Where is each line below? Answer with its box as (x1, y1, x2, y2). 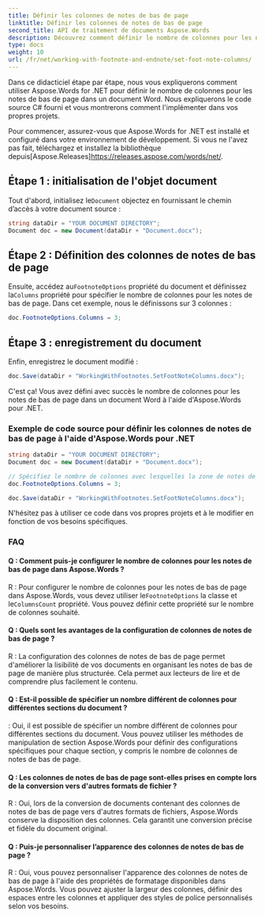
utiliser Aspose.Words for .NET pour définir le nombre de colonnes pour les (8, 85, 253, 95)
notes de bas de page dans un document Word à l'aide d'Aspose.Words (8, 395, 242, 404)
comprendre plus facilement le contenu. (8, 676, 138, 686)
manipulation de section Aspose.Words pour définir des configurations (8, 737, 238, 748)
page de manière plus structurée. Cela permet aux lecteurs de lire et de (8, 668, 241, 677)
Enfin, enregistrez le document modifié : (8, 357, 139, 366)
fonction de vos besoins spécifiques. (8, 517, 129, 526)
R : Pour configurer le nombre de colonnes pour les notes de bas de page (8, 582, 247, 592)
